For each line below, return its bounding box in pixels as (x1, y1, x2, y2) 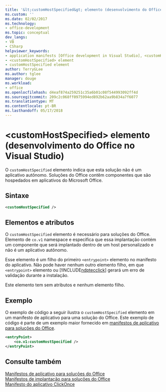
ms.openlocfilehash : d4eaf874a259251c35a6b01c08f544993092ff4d (5, 90, 138, 95)
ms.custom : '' (5, 12, 35, 17)
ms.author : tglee (5, 72, 41, 77)
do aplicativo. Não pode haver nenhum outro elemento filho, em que (5, 262, 144, 268)
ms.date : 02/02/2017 (5, 16, 48, 21)
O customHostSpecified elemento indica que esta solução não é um (5, 166, 142, 173)
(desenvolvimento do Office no (5, 140, 135, 151)
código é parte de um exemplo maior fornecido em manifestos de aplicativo (5, 320, 160, 326)
